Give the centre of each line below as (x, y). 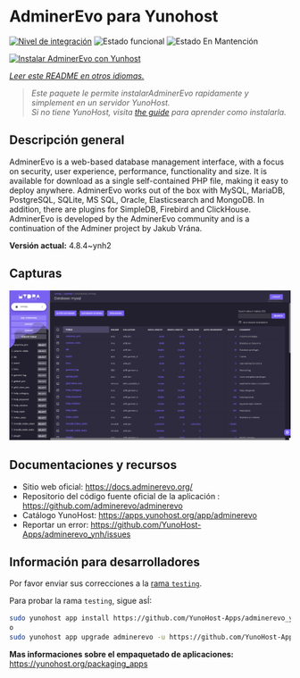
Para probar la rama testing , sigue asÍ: (80, 601)
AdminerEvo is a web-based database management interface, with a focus (146, 162)
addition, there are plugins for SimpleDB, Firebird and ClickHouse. (130, 209)
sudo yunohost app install (59, 618)
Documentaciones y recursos (93, 465)
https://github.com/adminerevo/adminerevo (102, 506)
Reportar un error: (55, 524)
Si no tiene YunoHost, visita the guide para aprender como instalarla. (159, 112)
